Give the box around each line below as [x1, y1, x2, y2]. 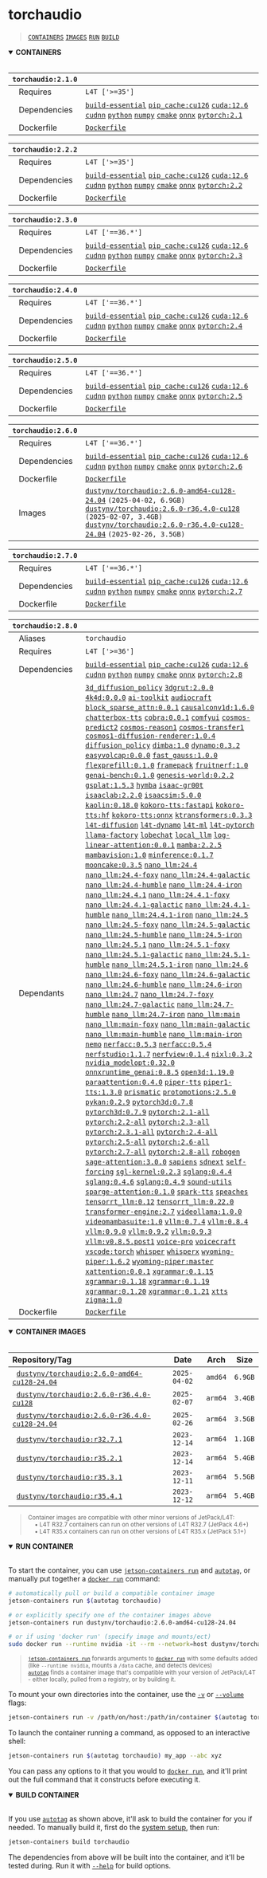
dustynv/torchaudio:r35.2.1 [16, 1453, 123, 1463]
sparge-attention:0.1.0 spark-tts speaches [84, 1187, 249, 1196]
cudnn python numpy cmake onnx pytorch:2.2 [84, 181, 243, 190]
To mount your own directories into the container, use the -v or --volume [8, 1690, 245, 1699]
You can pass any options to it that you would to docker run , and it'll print [8, 1766, 248, 1775]
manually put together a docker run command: [8, 1574, 161, 1583]
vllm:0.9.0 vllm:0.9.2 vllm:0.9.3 [84, 1227, 212, 1236]
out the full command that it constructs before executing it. [8, 1774, 201, 1784]
